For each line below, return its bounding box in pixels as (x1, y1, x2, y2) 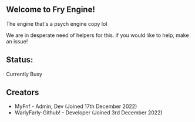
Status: (6, 55, 33, 65)
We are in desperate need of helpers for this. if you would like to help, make (6, 32, 189, 39)
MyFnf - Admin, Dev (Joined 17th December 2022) (14, 103, 137, 110)
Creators (6, 87, 39, 97)
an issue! (6, 38, 28, 45)
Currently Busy (6, 70, 43, 77)
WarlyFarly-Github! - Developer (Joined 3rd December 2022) (14, 109, 163, 116)
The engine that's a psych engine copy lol (6, 20, 107, 27)
